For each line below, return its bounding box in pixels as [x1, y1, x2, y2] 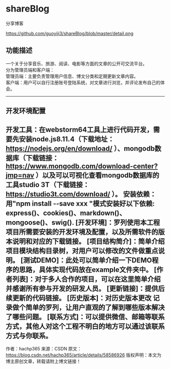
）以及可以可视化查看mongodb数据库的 [35, 171, 159, 179]
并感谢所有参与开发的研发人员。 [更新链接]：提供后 [6, 284, 165, 292]
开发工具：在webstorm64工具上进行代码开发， [6, 125, 153, 134]
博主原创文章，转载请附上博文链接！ [6, 358, 81, 364]
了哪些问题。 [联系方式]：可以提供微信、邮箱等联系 [6, 313, 165, 321]
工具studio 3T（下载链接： [6, 180, 90, 189]
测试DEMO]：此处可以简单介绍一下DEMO [23, 256, 152, 264]
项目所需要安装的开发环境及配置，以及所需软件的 [6, 228, 158, 236]
